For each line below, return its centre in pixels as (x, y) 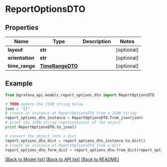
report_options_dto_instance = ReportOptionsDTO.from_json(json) (74, 118)
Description (97, 42)
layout (15, 50)
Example (19, 84)
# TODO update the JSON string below (44, 104)
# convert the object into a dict (41, 136)
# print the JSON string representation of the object (63, 123)
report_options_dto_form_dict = (39, 150)
